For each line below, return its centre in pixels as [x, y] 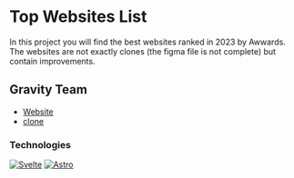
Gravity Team [49, 89]
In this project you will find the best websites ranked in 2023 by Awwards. [148, 42]
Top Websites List [78, 17]
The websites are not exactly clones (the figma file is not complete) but [142, 51]
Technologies [40, 144]
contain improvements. [52, 61]
